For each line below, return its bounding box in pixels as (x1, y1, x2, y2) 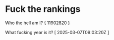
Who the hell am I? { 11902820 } (5, 20, 70, 26)
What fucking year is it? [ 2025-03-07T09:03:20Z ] (5, 29, 110, 35)
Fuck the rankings (5, 3, 81, 15)
